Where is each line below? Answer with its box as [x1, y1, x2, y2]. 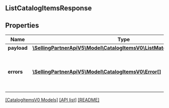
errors [8, 68, 23, 75]
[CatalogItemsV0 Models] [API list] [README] [5, 97, 100, 103]
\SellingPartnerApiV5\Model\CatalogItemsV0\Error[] [32, 68, 161, 75]
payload [8, 45, 28, 52]
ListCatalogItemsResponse [5, 4, 92, 13]
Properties [5, 21, 39, 30]
